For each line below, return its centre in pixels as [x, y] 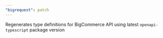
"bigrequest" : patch [27, 10]
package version [47, 30]
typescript [17, 30]
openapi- [149, 25]
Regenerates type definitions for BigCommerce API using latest [72, 24]
